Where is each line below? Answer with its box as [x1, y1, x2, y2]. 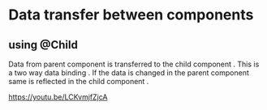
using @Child [8, 38, 79, 52]
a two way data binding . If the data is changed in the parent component [8, 68, 250, 78]
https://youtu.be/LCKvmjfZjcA [8, 92, 108, 102]
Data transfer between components [8, 6, 254, 24]
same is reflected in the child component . [8, 77, 149, 86]
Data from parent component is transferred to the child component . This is [8, 59, 260, 69]
